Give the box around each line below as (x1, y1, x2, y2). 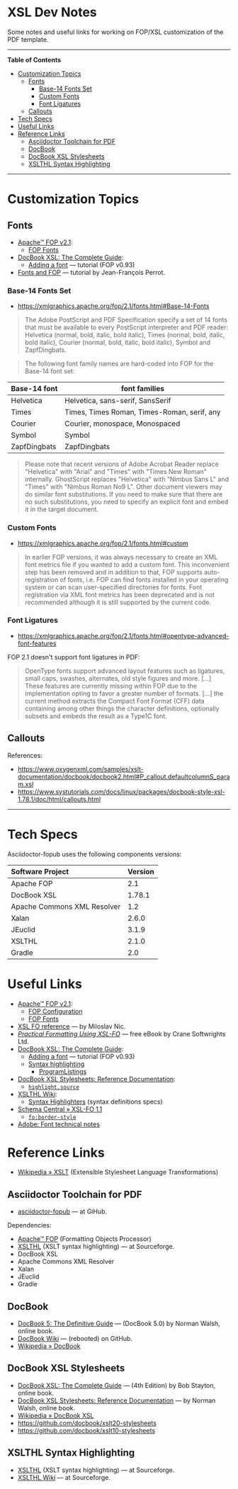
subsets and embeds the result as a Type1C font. (24, 711, 168, 720)
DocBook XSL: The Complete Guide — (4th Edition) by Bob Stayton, (17, 1381, 216, 1389)
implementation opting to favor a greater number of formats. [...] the (24, 689, 224, 698)
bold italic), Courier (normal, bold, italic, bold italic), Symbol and (24, 338, 211, 347)
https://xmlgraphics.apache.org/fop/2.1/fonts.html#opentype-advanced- (17, 631, 229, 640)
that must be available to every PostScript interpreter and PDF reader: (24, 323, 229, 332)
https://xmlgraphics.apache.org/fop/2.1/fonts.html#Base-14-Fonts (17, 302, 210, 310)
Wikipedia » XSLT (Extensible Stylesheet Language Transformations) (17, 1168, 218, 1177)
